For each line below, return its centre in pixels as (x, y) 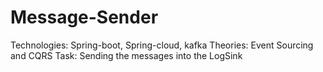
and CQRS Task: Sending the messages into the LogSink (126, 55)
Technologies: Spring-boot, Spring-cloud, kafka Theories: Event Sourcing (162, 45)
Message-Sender (84, 17)
